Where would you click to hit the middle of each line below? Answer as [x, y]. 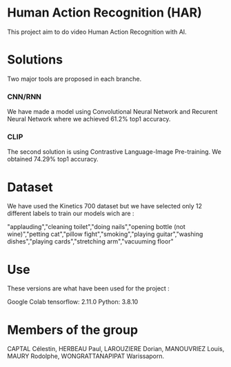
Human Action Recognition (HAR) [104, 13]
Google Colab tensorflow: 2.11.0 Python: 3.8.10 [73, 302]
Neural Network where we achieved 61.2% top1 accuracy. [89, 119]
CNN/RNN [24, 97]
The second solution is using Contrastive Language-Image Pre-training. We [114, 152]
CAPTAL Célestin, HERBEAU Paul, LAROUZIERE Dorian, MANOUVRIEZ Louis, [116, 349]
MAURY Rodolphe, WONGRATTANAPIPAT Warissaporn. [86, 356]
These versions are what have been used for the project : [89, 288]
